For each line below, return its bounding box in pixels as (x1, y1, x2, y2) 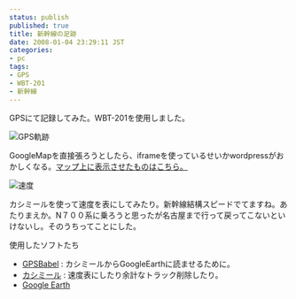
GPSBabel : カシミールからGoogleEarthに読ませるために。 (21, 258, 235, 269)
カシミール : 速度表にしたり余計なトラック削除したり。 (21, 269, 223, 280)
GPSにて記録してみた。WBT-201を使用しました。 (9, 112, 191, 123)
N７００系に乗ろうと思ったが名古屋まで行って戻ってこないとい (55, 210, 286, 220)
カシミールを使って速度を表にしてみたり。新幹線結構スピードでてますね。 (9, 198, 280, 209)
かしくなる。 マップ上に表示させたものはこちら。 (9, 161, 188, 172)
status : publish (9, 12, 69, 22)
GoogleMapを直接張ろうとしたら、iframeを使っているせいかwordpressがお (9, 149, 284, 160)
